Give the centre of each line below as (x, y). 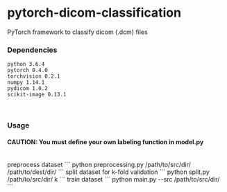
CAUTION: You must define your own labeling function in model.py (106, 142)
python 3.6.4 (26, 64)
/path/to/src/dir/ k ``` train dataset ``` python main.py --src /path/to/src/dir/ (113, 180)
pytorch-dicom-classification (94, 13)
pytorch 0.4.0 (28, 71)
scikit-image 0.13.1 (37, 95)
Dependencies (32, 50)
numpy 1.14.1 (26, 82)
